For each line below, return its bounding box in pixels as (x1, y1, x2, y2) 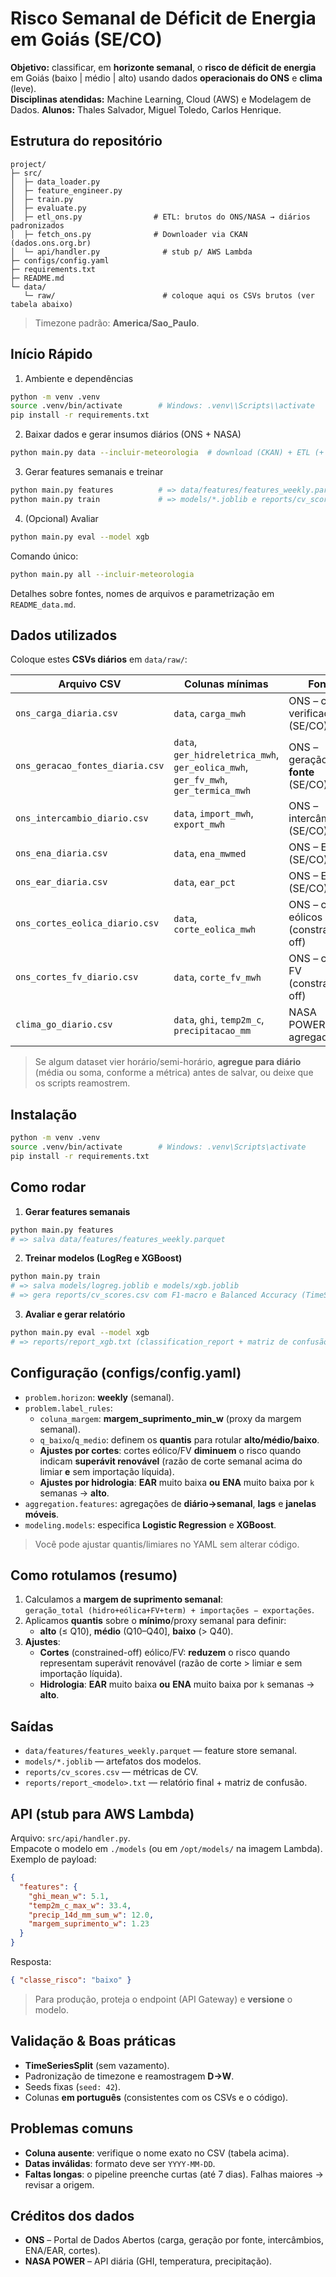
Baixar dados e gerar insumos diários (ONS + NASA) (24, 428, 242, 441)
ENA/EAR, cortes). (24, 2245, 101, 2257)
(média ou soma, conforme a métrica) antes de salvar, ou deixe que (34, 1067, 314, 1079)
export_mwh (173, 819, 226, 831)
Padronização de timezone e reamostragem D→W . (24, 2070, 235, 2082)
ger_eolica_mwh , (173, 760, 249, 774)
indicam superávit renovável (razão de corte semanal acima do (39, 1455, 303, 1467)
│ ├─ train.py (10, 194, 74, 204)
